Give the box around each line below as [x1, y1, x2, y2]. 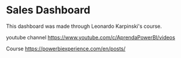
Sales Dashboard [6, 3, 90, 17]
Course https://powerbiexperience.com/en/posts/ [6, 45, 126, 52]
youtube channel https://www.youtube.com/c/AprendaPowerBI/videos [6, 34, 175, 41]
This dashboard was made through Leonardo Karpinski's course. [6, 23, 162, 30]
